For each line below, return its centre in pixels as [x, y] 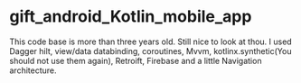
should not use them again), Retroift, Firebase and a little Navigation [136, 60]
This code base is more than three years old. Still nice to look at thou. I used [150, 41]
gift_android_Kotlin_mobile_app [131, 17]
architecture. [33, 70]
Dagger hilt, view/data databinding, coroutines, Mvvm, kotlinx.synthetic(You [150, 51]
